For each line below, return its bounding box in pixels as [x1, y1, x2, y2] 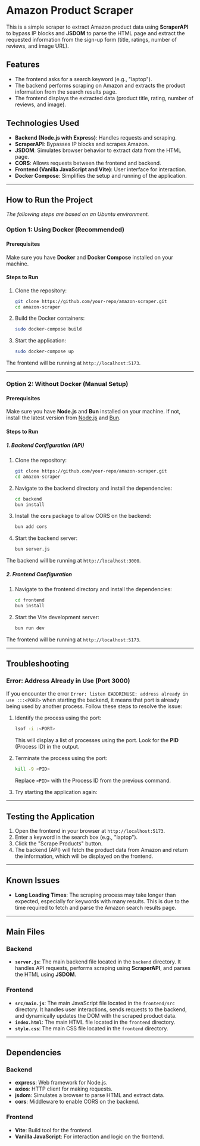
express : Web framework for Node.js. [14, 1079, 108, 1086]
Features [6, 60, 40, 70]
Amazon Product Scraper [6, 4, 134, 17]
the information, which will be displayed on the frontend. [14, 852, 154, 860]
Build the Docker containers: [14, 314, 85, 322]
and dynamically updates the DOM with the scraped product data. [14, 1012, 177, 1019]
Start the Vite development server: [14, 613, 99, 620]
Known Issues [6, 875, 60, 886]
